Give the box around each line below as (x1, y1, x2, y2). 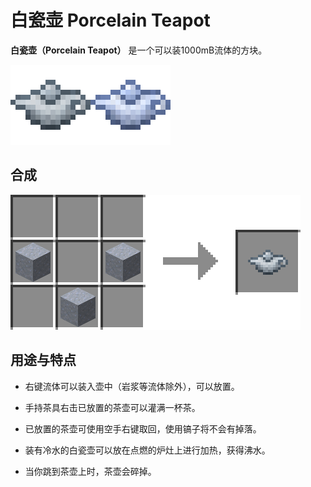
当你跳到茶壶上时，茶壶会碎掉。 (24, 465, 157, 477)
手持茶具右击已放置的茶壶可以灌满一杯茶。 (24, 401, 201, 413)
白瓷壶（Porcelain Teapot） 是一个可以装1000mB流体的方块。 (10, 44, 268, 56)
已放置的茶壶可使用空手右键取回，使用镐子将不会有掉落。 (24, 422, 262, 435)
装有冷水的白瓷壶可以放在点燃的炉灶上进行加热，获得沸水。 (24, 444, 271, 456)
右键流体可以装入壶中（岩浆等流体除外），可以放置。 (24, 380, 240, 392)
